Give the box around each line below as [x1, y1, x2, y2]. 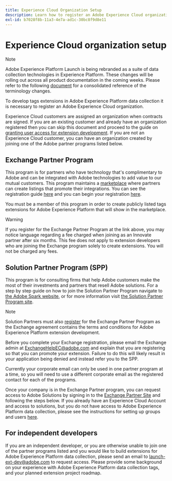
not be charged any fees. [5, 248, 58, 254]
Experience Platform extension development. [5, 329, 100, 336]
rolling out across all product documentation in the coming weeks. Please [5, 77, 160, 83]
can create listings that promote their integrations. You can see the [5, 186, 146, 192]
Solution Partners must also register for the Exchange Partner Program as [5, 318, 160, 324]
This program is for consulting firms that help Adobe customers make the [5, 276, 160, 283]
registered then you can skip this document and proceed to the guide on [5, 124, 158, 131]
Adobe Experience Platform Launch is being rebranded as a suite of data [5, 66, 159, 72]
